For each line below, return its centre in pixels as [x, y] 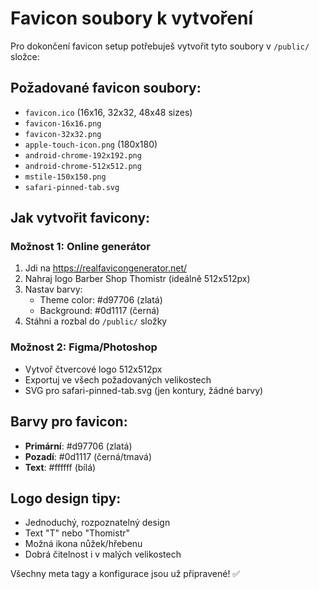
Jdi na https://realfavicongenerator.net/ [106, 268]
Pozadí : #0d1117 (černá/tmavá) [88, 456]
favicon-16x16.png [63, 123]
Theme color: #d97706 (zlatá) [101, 300]
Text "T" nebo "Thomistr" [77, 533]
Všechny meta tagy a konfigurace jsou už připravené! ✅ [125, 574]
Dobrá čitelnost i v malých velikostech [103, 554]
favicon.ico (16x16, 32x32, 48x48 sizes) [108, 112]
